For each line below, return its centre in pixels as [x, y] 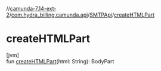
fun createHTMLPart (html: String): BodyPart [60, 61]
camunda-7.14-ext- [33, 9]
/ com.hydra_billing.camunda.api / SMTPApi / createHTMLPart [82, 15]
